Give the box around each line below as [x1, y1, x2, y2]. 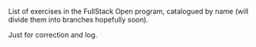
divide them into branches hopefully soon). [8, 15, 149, 24]
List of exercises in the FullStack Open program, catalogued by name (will [8, 7, 249, 16]
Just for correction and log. [8, 31, 97, 39]
